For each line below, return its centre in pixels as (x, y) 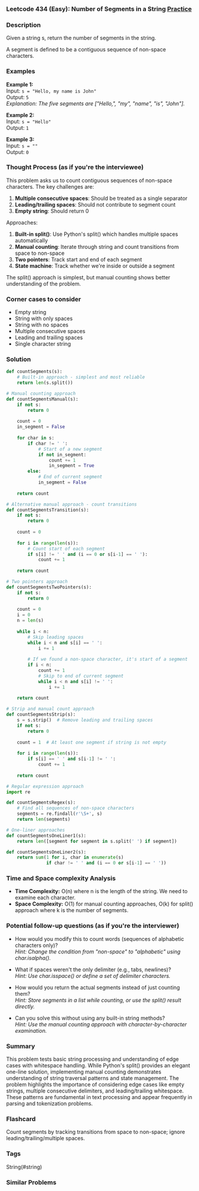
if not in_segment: (62, 455)
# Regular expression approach (45, 786)
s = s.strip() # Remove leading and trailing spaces (85, 720)
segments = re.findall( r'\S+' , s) (60, 814)
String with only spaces (44, 319)
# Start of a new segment (70, 449)
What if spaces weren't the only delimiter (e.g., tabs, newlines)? (93, 970)
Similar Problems (31, 1182)
